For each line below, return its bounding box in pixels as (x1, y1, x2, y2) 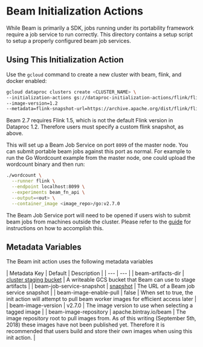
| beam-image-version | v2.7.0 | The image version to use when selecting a (6, 302, 193, 309)
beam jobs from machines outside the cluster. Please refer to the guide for (6, 218, 192, 225)
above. (6, 130, 24, 137)
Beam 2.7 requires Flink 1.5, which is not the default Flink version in (6, 117, 173, 124)
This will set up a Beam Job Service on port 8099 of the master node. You (6, 141, 188, 149)
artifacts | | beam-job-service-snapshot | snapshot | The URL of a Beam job (6, 283, 195, 290)
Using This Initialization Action (6, 55, 124, 65)
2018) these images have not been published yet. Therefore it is (6, 321, 165, 328)
